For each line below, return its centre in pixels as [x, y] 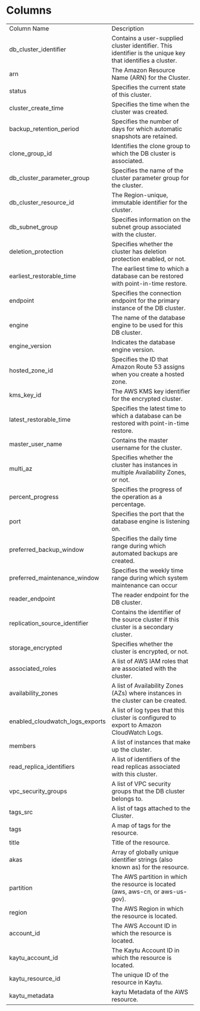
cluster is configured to [144, 717]
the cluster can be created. [149, 701]
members [22, 746]
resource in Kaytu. [137, 982]
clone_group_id [31, 153]
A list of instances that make [151, 742]
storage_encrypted [36, 648]
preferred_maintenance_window [54, 577]
